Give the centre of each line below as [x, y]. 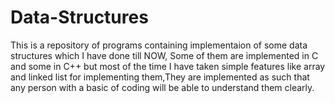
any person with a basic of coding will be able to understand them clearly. [162, 87]
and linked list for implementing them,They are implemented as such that [160, 77]
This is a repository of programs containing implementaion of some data [159, 45]
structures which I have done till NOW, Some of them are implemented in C [164, 55]
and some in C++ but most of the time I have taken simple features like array [168, 66]
